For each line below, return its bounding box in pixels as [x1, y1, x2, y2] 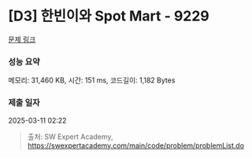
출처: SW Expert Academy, [27, 131, 113, 141]
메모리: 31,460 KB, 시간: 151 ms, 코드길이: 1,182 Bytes [8, 75, 176, 85]
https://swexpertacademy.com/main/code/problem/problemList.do [27, 141, 245, 150]
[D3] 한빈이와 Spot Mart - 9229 [8, 7, 210, 25]
